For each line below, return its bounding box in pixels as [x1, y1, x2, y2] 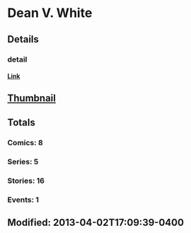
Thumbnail [7, 92, 57, 104]
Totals [7, 116, 35, 128]
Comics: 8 [7, 137, 44, 147]
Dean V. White [7, 5, 93, 21]
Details [7, 33, 39, 45]
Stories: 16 [7, 176, 45, 186]
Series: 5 [7, 157, 39, 166]
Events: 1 [7, 195, 39, 205]
